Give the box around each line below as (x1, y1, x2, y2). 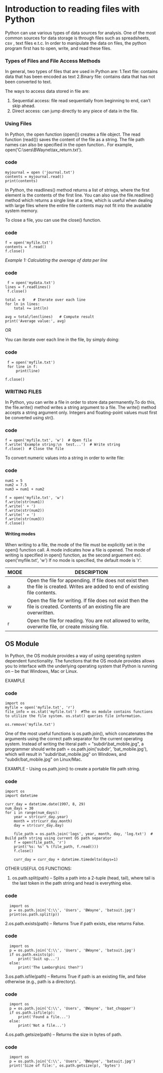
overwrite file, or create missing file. (27, 623, 109, 630)
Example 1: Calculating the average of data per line (5, 257, 108, 263)
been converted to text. (5, 79, 52, 85)
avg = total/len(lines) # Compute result (5, 315, 95, 320)
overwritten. (27, 609, 55, 616)
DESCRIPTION (74, 569, 108, 575)
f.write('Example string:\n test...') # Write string (5, 442, 120, 447)
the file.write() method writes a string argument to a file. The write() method (5, 405, 157, 411)
